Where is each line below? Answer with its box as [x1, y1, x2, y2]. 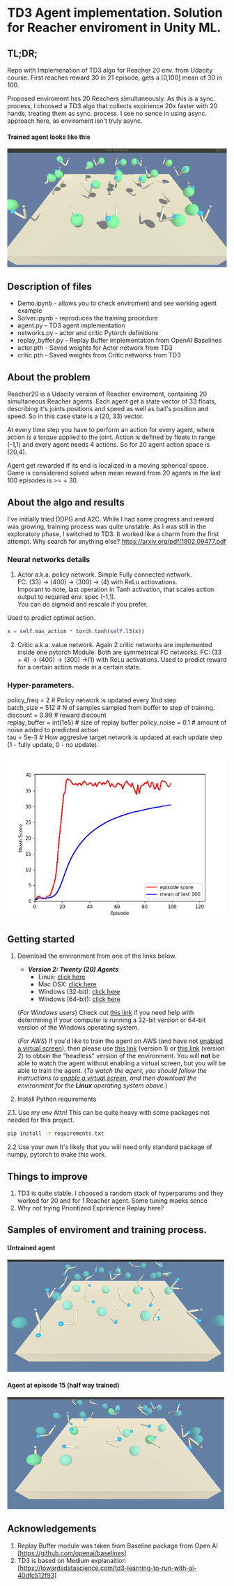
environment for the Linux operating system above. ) [17, 1081, 168, 1090]
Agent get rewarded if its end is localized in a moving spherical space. [7, 461, 209, 470]
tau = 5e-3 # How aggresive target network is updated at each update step [7, 733, 223, 741]
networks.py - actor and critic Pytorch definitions [17, 329, 159, 337]
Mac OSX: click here [38, 980, 97, 988]
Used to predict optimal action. [7, 614, 96, 622]
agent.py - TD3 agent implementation [17, 321, 125, 329]
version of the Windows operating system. [17, 1023, 139, 1032]
